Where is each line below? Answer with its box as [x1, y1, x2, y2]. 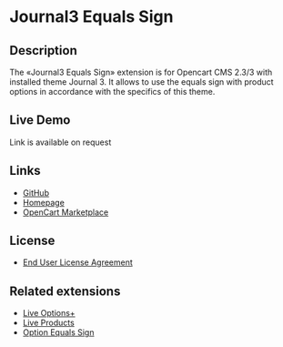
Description [9, 43, 77, 58]
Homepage [22, 197, 66, 208]
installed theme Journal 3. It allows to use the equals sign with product [9, 77, 275, 87]
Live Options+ [22, 308, 76, 319]
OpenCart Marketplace [22, 207, 109, 218]
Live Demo [9, 112, 71, 128]
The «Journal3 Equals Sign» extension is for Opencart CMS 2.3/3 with [9, 66, 273, 77]
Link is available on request [9, 137, 112, 148]
